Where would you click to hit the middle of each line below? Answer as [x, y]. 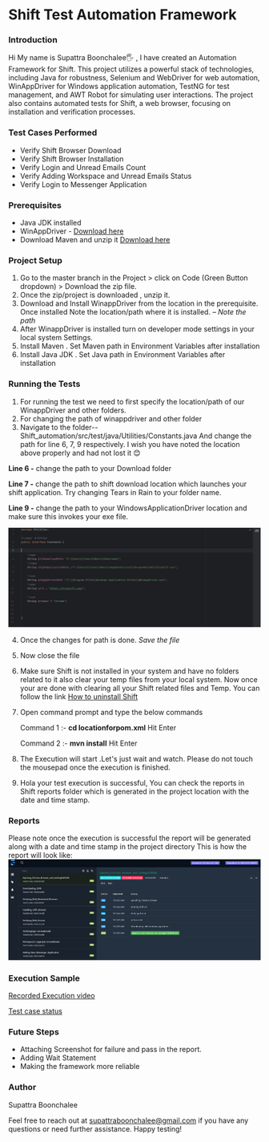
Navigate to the [45, 427]
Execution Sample [44, 978]
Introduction [33, 40]
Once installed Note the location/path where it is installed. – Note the [133, 312]
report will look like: [40, 855]
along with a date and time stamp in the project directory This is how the [128, 847]
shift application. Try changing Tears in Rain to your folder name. [115, 492]
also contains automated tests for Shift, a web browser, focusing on [119, 104]
